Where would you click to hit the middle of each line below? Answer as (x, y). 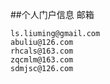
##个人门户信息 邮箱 (52, 14)
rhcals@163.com (42, 51)
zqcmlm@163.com (42, 60)
